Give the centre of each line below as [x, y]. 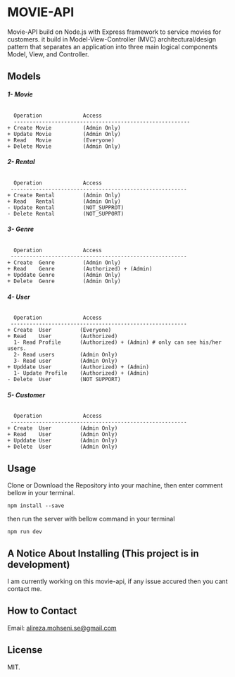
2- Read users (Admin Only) [66, 355]
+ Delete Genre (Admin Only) [64, 281]
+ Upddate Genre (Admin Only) [64, 275]
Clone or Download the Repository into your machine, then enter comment [115, 485]
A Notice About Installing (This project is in [103, 553]
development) [39, 564]
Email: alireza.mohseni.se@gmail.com [62, 628]
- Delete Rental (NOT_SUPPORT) [66, 213]
